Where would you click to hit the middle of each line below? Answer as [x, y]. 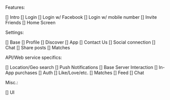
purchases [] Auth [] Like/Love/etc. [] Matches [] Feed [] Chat [80, 73]
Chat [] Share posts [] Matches [38, 47]
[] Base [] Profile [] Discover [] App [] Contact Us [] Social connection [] [80, 42]
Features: [15, 7]
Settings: [15, 32]
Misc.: [12, 82]
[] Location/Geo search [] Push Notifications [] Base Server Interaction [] [82, 67]
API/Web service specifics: [34, 57]
